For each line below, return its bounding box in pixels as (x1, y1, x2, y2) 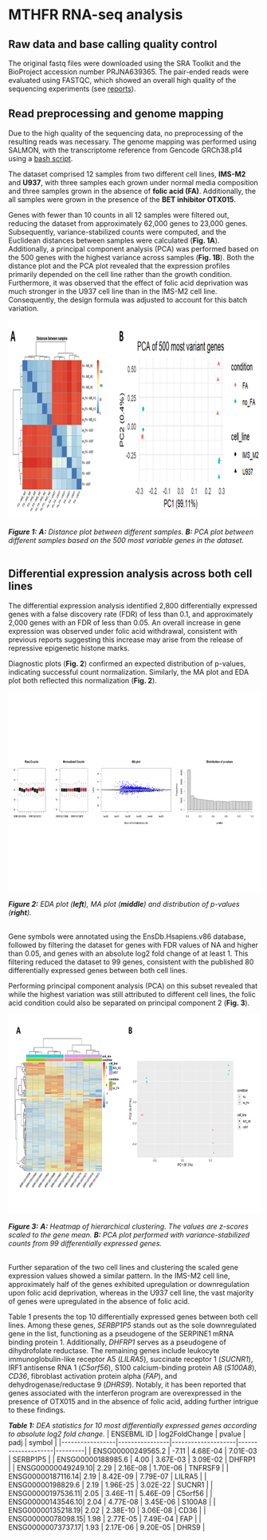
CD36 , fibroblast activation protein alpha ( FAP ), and (8, 1371, 178, 1380)
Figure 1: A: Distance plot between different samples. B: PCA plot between (8, 527, 253, 536)
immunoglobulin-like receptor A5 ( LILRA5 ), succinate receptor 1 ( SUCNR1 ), (8, 1354, 253, 1364)
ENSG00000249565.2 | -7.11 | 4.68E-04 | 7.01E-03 (92, 1446, 257, 1455)
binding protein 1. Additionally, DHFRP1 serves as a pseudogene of (8, 1337, 227, 1347)
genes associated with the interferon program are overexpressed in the (8, 1388, 242, 1398)
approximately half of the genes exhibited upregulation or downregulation (8, 1279, 249, 1289)
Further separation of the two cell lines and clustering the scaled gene (8, 1262, 239, 1272)
